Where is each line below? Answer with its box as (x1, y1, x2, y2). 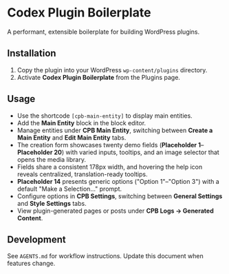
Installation (7, 48, 56, 59)
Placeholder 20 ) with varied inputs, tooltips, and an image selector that (17, 148, 220, 156)
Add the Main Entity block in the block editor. (17, 118, 146, 127)
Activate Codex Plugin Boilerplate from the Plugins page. (17, 73, 181, 81)
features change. (7, 260, 56, 268)
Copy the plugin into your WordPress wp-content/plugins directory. (17, 65, 208, 74)
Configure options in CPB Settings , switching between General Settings (17, 191, 223, 200)
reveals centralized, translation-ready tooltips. (17, 170, 148, 178)
